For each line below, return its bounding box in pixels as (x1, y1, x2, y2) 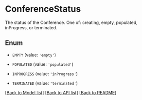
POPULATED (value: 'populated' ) (12, 61, 74, 67)
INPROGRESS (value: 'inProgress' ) (12, 71, 78, 77)
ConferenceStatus (5, 3, 81, 15)
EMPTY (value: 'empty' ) (12, 52, 56, 58)
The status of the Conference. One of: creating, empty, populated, (5, 20, 138, 25)
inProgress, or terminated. (5, 24, 57, 30)
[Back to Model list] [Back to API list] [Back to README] (5, 89, 117, 96)
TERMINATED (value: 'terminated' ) (12, 80, 78, 86)
